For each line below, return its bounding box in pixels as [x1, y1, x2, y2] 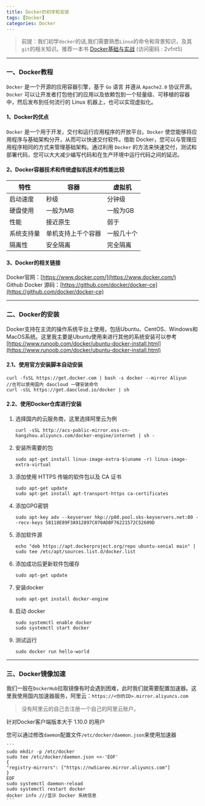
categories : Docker [6, 20, 56, 26]
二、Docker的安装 [6, 310, 60, 319]
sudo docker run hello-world [15, 648, 90, 655]
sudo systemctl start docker [15, 625, 90, 631]
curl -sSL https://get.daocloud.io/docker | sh [6, 387, 130, 393]
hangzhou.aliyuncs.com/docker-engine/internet [15, 432, 136, 438]
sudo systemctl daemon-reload [6, 781, 84, 787]
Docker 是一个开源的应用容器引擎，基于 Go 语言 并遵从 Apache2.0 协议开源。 [6, 83, 196, 90]
